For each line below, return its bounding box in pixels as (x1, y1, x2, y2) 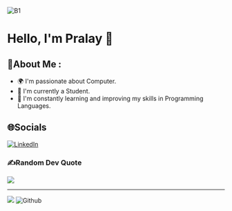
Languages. (17, 102, 51, 110)
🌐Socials (7, 122, 47, 134)
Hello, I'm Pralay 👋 (7, 31, 114, 46)
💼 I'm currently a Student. (17, 87, 90, 95)
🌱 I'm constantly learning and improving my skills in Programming (17, 94, 204, 102)
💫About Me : (7, 58, 62, 70)
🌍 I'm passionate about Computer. (17, 77, 117, 85)
